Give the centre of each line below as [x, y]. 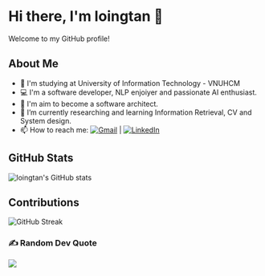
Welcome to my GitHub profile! [59, 39]
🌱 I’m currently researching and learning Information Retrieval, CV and [136, 112]
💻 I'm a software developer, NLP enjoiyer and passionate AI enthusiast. [138, 92]
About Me [33, 64]
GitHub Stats [41, 158]
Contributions [44, 203]
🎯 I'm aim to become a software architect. [89, 103]
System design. [46, 120]
